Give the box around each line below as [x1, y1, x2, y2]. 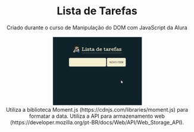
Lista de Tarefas [56, 4, 138, 18]
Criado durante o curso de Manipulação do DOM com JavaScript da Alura [7, 24, 187, 31]
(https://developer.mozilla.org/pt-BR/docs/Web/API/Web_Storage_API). [10, 118, 184, 126]
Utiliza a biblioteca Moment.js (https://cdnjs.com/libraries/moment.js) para [5, 106, 189, 113]
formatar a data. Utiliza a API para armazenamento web [29, 112, 165, 119]
